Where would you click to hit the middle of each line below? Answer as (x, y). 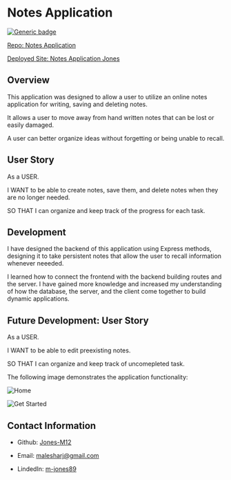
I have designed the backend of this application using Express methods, (109, 249)
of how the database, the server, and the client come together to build (107, 292)
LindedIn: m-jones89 (47, 469)
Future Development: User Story (78, 320)
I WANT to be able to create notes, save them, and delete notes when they (113, 190)
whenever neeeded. (36, 263)
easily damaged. (31, 125)
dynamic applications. (39, 299)
